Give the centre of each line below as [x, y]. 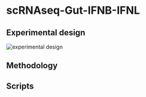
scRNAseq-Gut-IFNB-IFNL [73, 10]
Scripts [20, 86]
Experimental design [46, 33]
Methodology [32, 66]
